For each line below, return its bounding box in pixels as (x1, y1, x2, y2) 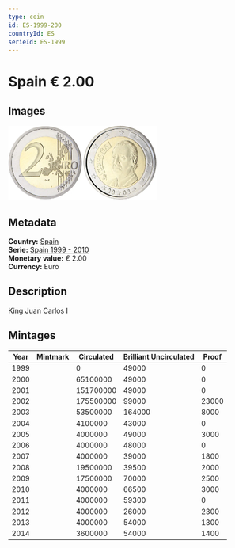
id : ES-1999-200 (8, 21, 62, 29)
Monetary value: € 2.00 (8, 253, 87, 263)
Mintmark (36, 352, 70, 362)
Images (8, 104, 46, 118)
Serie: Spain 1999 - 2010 (8, 245, 89, 255)
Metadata (8, 215, 57, 229)
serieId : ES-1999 (8, 38, 66, 46)
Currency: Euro (8, 262, 59, 272)
